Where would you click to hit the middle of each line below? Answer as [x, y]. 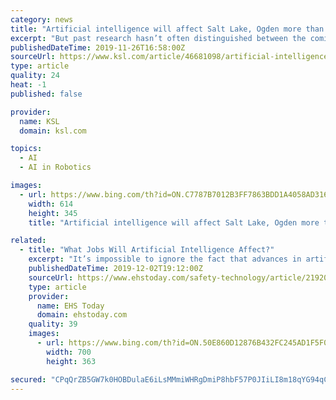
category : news [42, 19]
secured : [28, 379]
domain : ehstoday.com [82, 315]
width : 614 [51, 204]
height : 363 [71, 361]
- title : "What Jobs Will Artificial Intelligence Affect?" [147, 250]
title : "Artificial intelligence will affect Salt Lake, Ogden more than [167, 29]
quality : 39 [53, 324]
